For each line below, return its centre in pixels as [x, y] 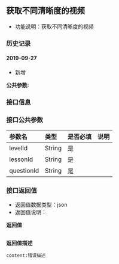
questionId [24, 171]
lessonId [21, 159]
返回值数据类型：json [41, 205]
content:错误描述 [26, 256]
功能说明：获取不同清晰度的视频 [54, 26]
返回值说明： [30, 212]
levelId [19, 148]
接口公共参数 [25, 120]
